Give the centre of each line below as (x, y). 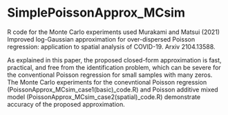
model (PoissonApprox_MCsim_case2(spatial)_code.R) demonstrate (104, 97)
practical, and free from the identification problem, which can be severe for (114, 67)
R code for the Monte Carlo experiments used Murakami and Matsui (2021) (113, 32)
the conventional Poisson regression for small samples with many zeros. (110, 75)
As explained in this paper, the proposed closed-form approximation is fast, (115, 60)
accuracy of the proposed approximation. (66, 104)
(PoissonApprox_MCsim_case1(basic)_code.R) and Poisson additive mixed (113, 89)
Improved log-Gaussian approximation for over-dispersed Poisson (101, 39)
